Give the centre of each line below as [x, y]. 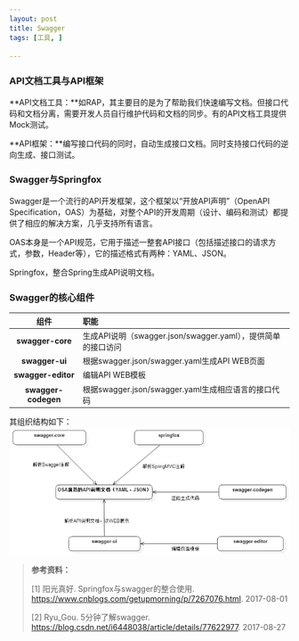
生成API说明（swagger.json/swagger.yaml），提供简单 [182, 335]
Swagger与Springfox [56, 180]
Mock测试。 [31, 124]
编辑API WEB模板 [114, 375]
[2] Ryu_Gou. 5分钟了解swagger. [90, 617]
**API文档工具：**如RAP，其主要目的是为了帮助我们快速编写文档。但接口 [145, 102]
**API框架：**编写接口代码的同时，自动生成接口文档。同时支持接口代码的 [145, 144]
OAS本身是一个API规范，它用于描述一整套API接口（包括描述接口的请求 [139, 242]
